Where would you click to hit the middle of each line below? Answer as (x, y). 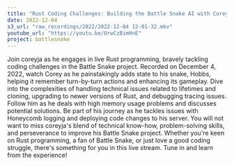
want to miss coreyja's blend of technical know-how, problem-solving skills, (116, 126)
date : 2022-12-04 (32, 20)
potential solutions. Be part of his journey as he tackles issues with (103, 111)
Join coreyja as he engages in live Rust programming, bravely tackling (108, 59)
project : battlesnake (39, 40)
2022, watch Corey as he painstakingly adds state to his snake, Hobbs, (109, 74)
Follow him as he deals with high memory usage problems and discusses (112, 103)
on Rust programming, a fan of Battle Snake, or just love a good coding (109, 140)
